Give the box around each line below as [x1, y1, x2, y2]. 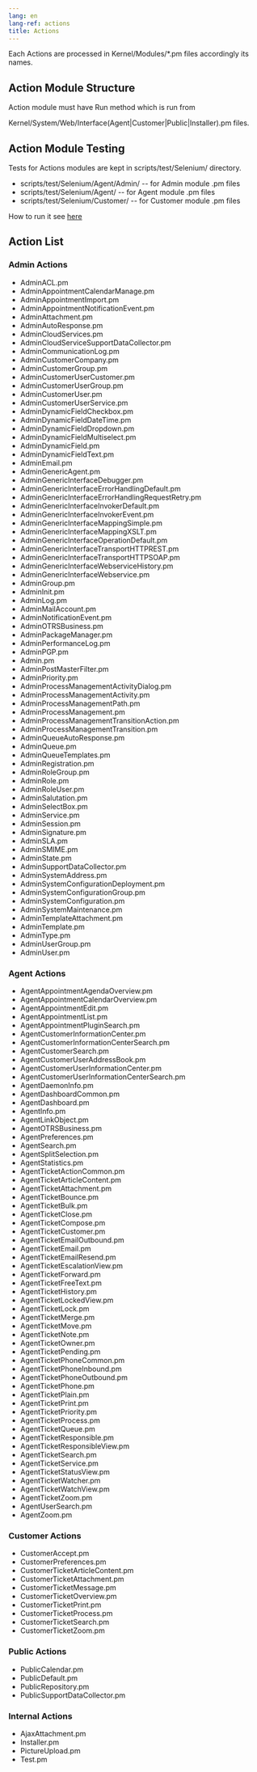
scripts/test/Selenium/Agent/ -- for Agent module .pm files [19, 188, 216, 196]
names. [8, 57, 33, 67]
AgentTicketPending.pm [19, 1347, 101, 1356]
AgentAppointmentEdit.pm [19, 1003, 109, 1013]
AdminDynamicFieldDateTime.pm [19, 415, 132, 424]
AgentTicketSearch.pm [19, 1449, 97, 1459]
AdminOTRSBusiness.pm [19, 621, 103, 631]
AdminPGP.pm [19, 647, 69, 656]
